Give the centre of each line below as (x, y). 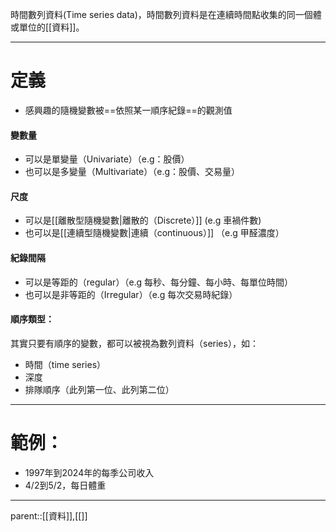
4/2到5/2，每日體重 (65, 485)
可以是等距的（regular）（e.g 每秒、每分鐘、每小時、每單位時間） (159, 282)
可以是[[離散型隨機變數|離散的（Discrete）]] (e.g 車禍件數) (143, 220)
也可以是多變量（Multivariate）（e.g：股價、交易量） (132, 172)
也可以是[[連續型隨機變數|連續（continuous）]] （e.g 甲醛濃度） (154, 233)
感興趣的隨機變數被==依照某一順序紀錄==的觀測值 (128, 110)
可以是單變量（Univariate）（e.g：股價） (107, 159)
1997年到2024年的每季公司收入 (89, 472)
